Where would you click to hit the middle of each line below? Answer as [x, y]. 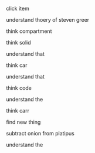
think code [19, 88]
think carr [18, 110]
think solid [18, 42]
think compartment [29, 31]
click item [18, 8]
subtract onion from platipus [40, 133]
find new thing [23, 122]
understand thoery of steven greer [48, 20]
